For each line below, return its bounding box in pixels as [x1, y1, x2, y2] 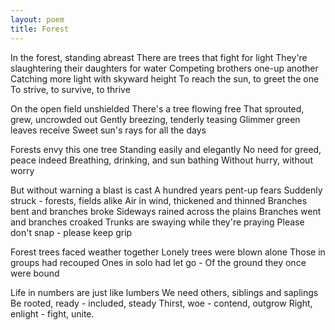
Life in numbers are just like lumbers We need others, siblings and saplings [10, 286, 319, 298]
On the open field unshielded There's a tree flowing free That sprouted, [10, 102, 305, 115]
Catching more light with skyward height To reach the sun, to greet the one [10, 72, 320, 85]
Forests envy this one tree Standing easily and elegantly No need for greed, [10, 143, 322, 155]
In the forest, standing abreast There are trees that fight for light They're [10, 51, 308, 63]
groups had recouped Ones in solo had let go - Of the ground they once [10, 256, 307, 268]
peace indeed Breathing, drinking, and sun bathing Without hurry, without [10, 154, 313, 166]
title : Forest [10, 24, 70, 34]
